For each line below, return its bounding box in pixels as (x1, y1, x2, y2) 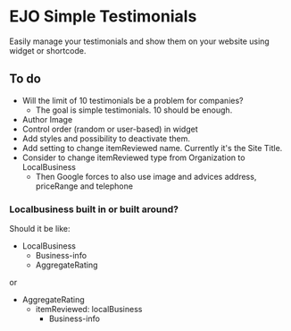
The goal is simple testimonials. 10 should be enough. (35, 105, 233, 115)
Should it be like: (9, 224, 71, 234)
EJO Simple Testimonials (9, 6, 197, 27)
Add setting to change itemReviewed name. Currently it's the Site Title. (21, 142, 283, 153)
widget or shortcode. (9, 45, 87, 55)
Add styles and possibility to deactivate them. (21, 132, 190, 144)
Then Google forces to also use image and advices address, (35, 171, 257, 182)
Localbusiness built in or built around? (9, 203, 179, 216)
